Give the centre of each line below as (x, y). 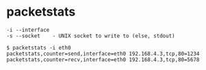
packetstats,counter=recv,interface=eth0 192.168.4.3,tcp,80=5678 (103, 59)
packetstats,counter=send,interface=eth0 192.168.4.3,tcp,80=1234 (103, 54)
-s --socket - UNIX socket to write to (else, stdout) (91, 36)
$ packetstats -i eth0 (39, 48)
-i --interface (28, 30)
